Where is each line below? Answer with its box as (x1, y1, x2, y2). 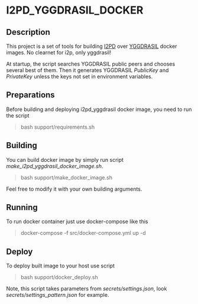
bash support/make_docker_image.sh (20, 174, 112, 181)
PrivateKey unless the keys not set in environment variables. (6, 73, 153, 80)
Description (6, 27, 50, 37)
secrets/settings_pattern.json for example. (6, 292, 109, 299)
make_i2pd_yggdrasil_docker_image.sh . (6, 162, 103, 169)
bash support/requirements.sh (20, 123, 95, 130)
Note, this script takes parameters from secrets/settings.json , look (6, 285, 167, 292)
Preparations (6, 90, 55, 100)
